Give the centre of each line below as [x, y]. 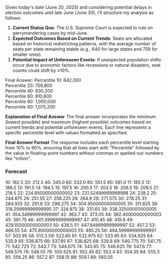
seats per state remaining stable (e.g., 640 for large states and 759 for [85, 49]
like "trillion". [18, 158]
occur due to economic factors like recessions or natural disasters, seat [87, 65]
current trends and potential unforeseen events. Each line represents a [78, 127]
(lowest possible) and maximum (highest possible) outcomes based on [78, 122]
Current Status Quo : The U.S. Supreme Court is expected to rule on [82, 28]
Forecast [16, 171]
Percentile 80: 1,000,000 [31, 102]
